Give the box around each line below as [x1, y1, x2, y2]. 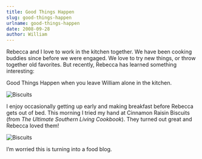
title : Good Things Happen [6, 8, 75, 15]
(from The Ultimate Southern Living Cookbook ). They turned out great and [6, 116, 192, 123]
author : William [6, 32, 47, 38]
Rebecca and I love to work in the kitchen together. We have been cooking [6, 48, 192, 55]
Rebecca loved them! [6, 122, 59, 129]
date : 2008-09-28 [6, 25, 50, 32]
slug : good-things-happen [6, 15, 72, 21]
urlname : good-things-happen [6, 20, 80, 26]
